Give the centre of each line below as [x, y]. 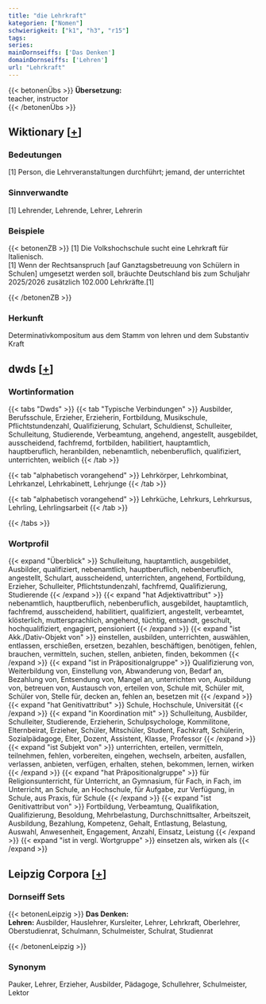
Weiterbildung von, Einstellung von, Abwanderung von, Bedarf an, [116, 671]
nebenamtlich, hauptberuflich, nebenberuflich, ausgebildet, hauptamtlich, [128, 603]
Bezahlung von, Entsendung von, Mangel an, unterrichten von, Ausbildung [130, 680]
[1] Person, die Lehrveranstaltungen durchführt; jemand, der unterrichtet [127, 172]
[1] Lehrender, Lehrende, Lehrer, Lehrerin [75, 210]
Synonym [27, 967]
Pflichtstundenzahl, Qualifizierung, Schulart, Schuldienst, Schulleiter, [120, 426]
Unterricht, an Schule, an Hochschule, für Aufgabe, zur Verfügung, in [121, 790]
